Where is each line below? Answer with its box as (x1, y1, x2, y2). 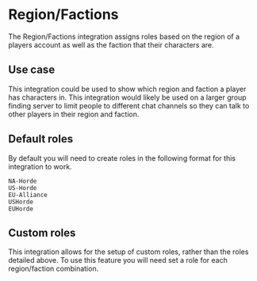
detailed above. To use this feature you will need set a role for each (8, 256, 228, 265)
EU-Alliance (8, 191, 48, 199)
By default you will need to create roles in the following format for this (8, 153, 236, 163)
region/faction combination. (8, 264, 99, 274)
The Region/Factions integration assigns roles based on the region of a (8, 32, 240, 41)
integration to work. (8, 161, 73, 171)
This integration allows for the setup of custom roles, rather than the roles (8, 247, 249, 256)
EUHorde (8, 204, 34, 213)
